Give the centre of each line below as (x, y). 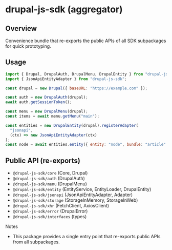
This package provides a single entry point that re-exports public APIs (87, 237)
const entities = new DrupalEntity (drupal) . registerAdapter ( (72, 125)
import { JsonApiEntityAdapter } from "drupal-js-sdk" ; (66, 79)
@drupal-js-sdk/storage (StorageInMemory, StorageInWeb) (75, 200)
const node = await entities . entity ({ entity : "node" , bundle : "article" (86, 145)
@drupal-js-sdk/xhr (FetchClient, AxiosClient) (61, 206)
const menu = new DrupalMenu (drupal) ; (47, 111)
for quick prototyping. (28, 46)
